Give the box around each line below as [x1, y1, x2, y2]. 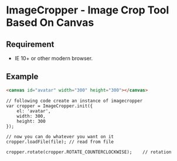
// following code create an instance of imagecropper [6, 98, 143, 104]
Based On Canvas [6, 16, 94, 29]
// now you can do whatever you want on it [6, 133, 114, 139]
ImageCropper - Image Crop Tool [6, 4, 169, 17]
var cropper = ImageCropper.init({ [6, 103, 93, 109]
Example [6, 71, 39, 82]
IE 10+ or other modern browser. [14, 55, 93, 61]
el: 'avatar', [16, 108, 51, 114]
